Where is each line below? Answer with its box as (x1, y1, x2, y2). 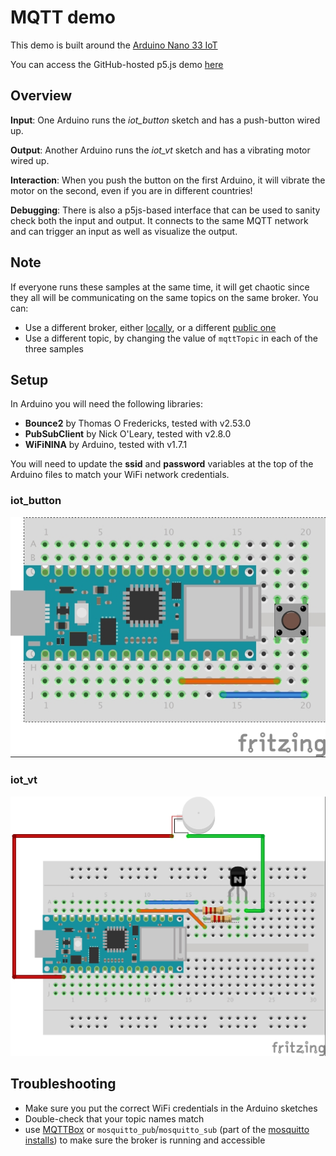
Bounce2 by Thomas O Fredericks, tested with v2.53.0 (24, 417, 252, 430)
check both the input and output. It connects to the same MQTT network (10, 214, 309, 226)
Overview (10, 87, 73, 105)
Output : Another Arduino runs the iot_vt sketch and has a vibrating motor (10, 144, 311, 156)
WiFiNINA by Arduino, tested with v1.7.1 (24, 439, 188, 451)
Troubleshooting (10, 1076, 117, 1093)
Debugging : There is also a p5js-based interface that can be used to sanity (10, 204, 321, 216)
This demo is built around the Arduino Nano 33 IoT (10, 39, 218, 51)
